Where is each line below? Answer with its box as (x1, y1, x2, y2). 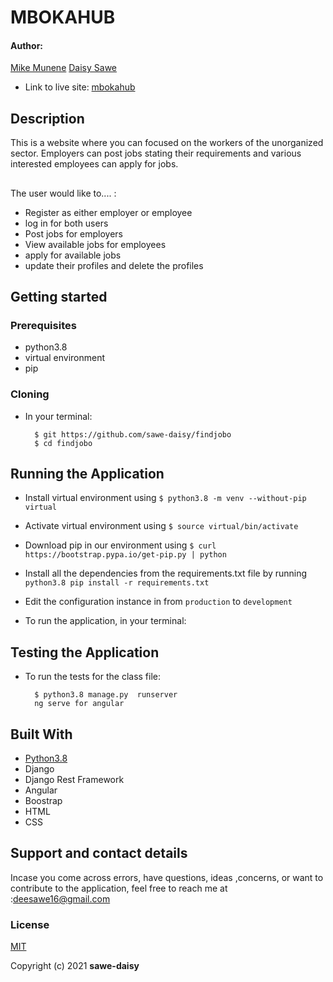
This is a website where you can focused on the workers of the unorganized (10, 137, 324, 149)
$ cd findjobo (34, 438, 93, 448)
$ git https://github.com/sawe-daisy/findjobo (34, 429, 232, 440)
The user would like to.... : (10, 187, 117, 199)
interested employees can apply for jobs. (10, 158, 179, 170)
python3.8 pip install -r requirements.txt (24, 578, 210, 588)
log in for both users (24, 217, 109, 229)
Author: (10, 39, 44, 51)
